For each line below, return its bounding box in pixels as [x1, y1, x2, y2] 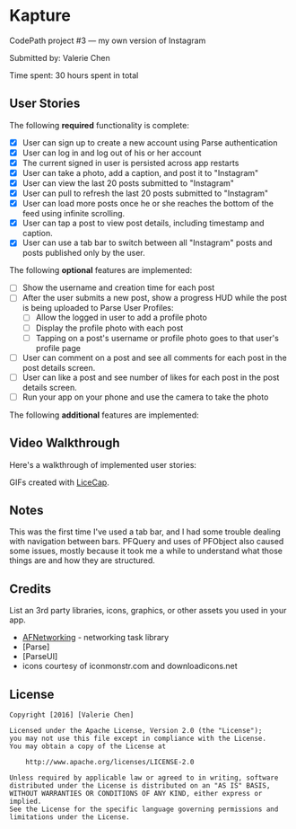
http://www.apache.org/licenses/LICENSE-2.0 [25, 758, 195, 767]
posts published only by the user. [22, 248, 145, 259]
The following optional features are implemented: [9, 265, 193, 276]
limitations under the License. [9, 813, 130, 822]
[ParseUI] [22, 651, 58, 662]
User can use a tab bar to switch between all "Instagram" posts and [22, 237, 273, 248]
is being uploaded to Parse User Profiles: [22, 303, 174, 313]
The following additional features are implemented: [9, 410, 199, 420]
